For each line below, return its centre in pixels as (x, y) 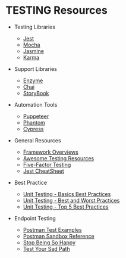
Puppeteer (36, 116)
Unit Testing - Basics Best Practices (67, 194)
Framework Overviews (51, 152)
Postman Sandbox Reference (59, 236)
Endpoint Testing (35, 218)
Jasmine (33, 51)
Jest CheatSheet (44, 171)
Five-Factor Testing (47, 164)
